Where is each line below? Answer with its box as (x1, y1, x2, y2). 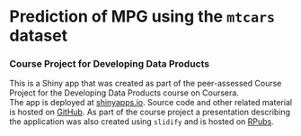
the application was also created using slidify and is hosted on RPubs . (9, 116, 274, 127)
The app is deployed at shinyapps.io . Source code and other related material (9, 97, 293, 108)
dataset (9, 25, 68, 46)
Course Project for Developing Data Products (9, 58, 209, 70)
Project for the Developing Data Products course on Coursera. (9, 87, 240, 98)
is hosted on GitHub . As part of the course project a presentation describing (9, 106, 290, 118)
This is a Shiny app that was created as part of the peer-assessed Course (9, 78, 282, 89)
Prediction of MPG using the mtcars (9, 6, 276, 27)
